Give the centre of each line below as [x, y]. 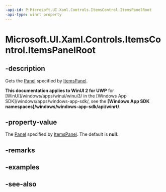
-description [25, 69]
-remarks [20, 150]
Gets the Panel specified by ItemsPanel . [47, 80]
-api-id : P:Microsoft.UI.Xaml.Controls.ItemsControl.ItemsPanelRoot [78, 10]
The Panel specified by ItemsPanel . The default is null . [62, 134]
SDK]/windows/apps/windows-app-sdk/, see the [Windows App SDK [77, 101]
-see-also [21, 184]
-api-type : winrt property [33, 15]
